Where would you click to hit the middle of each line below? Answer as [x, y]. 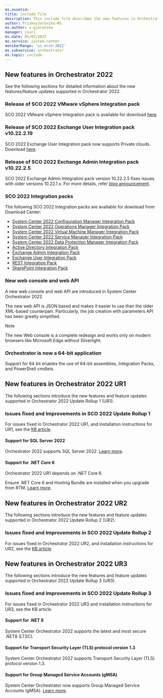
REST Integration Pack [34, 263]
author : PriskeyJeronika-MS [33, 23]
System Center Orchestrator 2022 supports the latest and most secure [76, 631]
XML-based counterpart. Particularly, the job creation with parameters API [79, 311]
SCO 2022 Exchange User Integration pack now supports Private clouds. [78, 144]
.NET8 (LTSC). [19, 636]
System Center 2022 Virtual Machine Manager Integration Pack [75, 232]
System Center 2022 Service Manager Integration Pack [67, 237]
